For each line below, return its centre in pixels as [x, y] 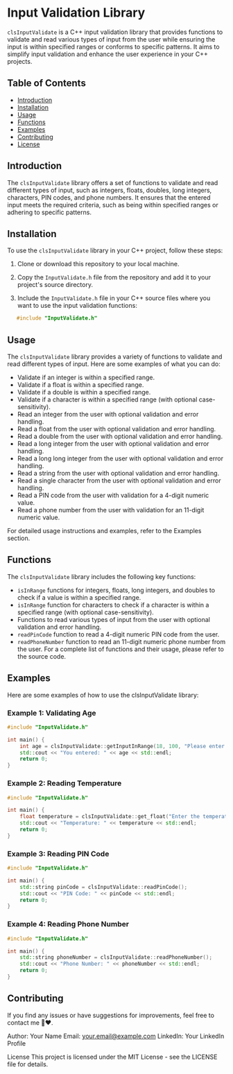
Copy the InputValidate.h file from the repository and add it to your [114, 277]
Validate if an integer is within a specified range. [86, 378]
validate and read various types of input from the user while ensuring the [111, 39]
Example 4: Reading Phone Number [68, 924]
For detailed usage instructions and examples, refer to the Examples [104, 531]
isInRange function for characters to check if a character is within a [113, 605]
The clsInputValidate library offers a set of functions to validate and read [113, 182]
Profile [17, 1043]
